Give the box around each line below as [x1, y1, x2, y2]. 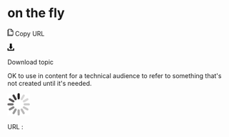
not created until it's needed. [7, 79, 92, 87]
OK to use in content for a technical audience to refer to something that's [7, 71, 222, 80]
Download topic [7, 57, 54, 66]
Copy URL [14, 29, 45, 38]
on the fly [7, 5, 66, 21]
